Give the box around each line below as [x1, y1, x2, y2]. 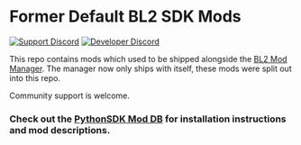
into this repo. [9, 72, 61, 83]
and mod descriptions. [9, 123, 111, 136]
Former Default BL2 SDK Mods [9, 6, 242, 27]
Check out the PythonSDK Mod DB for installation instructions [9, 113, 287, 125]
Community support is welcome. [9, 90, 131, 101]
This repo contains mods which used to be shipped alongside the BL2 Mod [9, 53, 287, 64]
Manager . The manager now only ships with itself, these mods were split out [9, 63, 292, 74]
